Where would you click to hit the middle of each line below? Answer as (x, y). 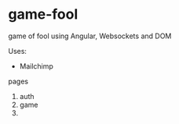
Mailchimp (36, 66)
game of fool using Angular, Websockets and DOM (90, 36)
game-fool (43, 14)
